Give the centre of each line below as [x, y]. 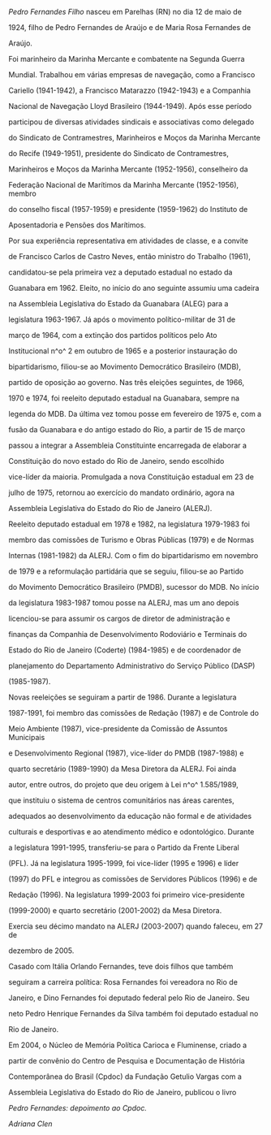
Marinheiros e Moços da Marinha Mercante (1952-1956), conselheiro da [129, 169]
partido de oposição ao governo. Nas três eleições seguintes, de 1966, [127, 382]
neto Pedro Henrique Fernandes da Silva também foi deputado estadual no [133, 1014]
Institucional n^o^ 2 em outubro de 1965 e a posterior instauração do [123, 351]
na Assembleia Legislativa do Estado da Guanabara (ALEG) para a [118, 303]
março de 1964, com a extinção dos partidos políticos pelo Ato [113, 335]
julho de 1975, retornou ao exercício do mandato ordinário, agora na [122, 492]
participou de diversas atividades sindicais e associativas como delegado [131, 122]
